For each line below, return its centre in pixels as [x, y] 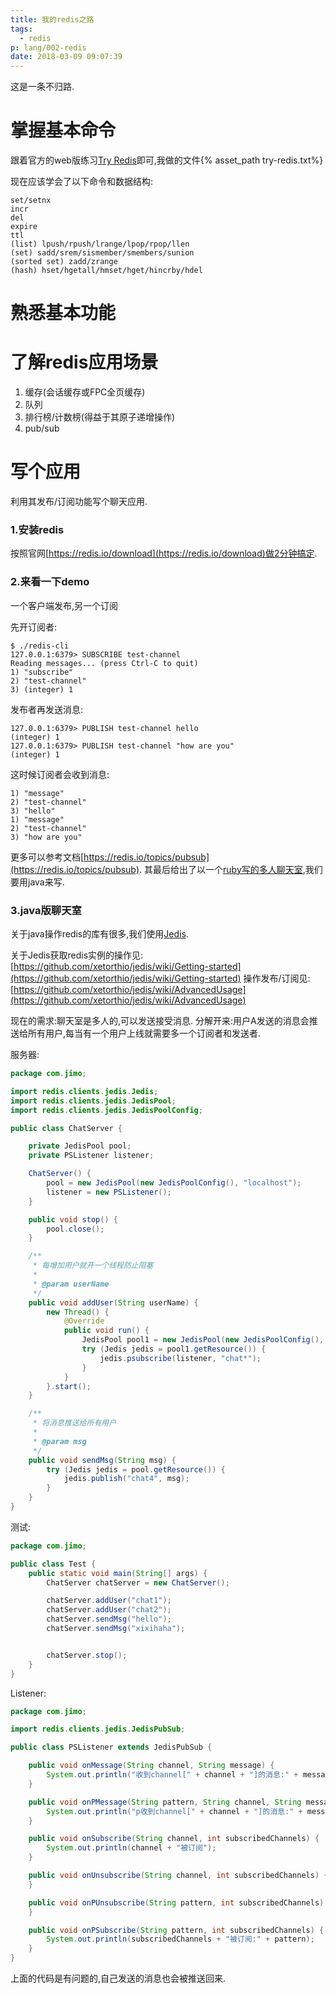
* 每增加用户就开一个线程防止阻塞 [93, 1266]
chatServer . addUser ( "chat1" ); [109, 1601]
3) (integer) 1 [42, 689]
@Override [84, 1321]
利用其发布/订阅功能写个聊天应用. [79, 502]
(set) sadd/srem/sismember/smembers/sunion [102, 253]
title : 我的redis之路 [52, 19]
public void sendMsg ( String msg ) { [102, 1460]
